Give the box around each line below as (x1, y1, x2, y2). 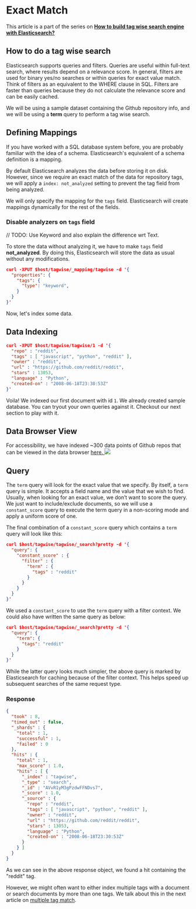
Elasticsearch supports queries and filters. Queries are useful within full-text (6, 62, 190, 69)
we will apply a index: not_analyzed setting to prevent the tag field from (6, 180, 180, 187)
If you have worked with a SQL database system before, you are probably (6, 143, 184, 150)
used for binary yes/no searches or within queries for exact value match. (6, 74, 181, 81)
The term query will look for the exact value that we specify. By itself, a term (6, 482, 188, 489)
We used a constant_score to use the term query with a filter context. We (6, 607, 181, 614)
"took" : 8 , (11, 714, 41, 720)
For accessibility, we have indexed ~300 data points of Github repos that (6, 442, 181, 449)
